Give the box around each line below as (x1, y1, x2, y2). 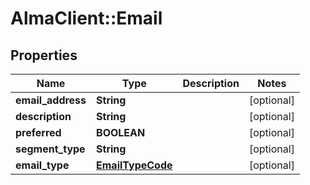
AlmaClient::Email (10, 7, 163, 30)
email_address (15, 93, 87, 107)
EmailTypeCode (96, 158, 173, 172)
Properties (10, 47, 78, 64)
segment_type (15, 142, 86, 156)
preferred (15, 126, 62, 139)
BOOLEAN (96, 126, 146, 139)
